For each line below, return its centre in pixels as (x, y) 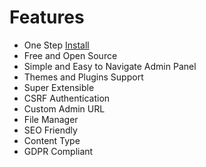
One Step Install (56, 45)
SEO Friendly (50, 130)
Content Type (52, 140)
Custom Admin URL (64, 108)
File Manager (51, 119)
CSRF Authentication (67, 98)
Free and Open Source (70, 55)
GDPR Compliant (58, 151)
